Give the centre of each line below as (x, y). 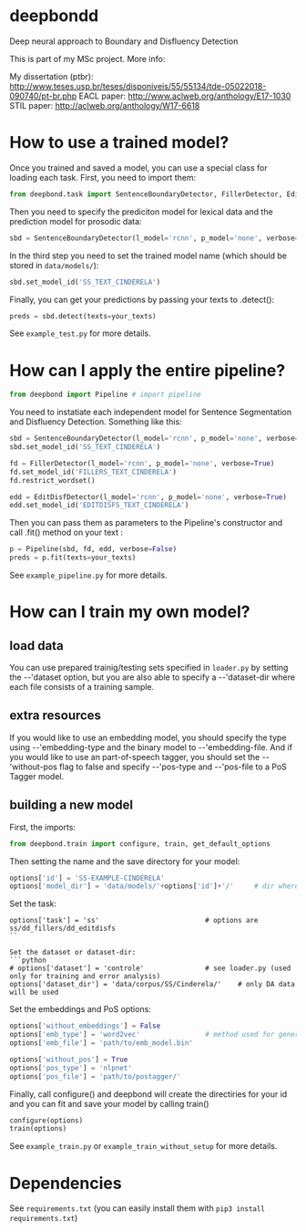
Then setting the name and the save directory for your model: (125, 861)
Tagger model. (37, 776)
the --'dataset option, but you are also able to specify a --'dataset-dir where (153, 677)
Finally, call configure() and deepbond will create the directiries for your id (148, 1094)
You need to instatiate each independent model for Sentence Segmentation (151, 412)
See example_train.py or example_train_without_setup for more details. (143, 1146)
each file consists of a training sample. (82, 687)
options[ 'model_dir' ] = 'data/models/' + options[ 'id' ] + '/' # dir (142, 886)
